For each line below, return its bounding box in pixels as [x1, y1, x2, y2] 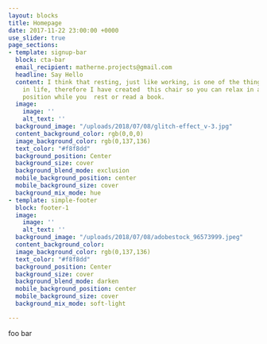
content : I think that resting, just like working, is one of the [15, 78, 240, 86]
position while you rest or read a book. [22, 93, 165, 101]
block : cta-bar [15, 56, 66, 64]
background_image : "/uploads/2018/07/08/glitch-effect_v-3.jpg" [15, 122, 233, 130]
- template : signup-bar [8, 48, 87, 56]
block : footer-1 [15, 203, 69, 211]
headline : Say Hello [15, 71, 83, 79]
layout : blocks [8, 11, 59, 20]
